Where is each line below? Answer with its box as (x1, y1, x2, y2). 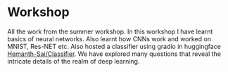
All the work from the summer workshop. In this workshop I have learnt (7, 27, 213, 36)
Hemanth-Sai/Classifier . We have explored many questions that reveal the (7, 50, 222, 58)
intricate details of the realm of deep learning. (7, 57, 140, 65)
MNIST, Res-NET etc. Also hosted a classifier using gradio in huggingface (7, 42, 222, 50)
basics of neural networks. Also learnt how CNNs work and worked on (7, 34, 211, 43)
